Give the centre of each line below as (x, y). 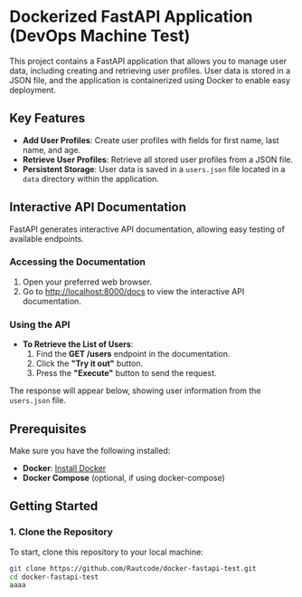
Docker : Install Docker (64, 467)
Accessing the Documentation (78, 262)
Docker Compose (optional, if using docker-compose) (124, 477)
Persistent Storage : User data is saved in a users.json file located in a (154, 169)
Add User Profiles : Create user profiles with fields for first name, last (151, 140)
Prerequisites (48, 429)
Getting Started (54, 506)
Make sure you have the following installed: (90, 450)
